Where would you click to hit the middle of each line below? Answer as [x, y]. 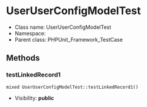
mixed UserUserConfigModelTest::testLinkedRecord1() [72, 87]
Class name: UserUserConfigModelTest [63, 27]
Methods [23, 58]
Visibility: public [34, 98]
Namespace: [30, 33]
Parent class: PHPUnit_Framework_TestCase [68, 39]
